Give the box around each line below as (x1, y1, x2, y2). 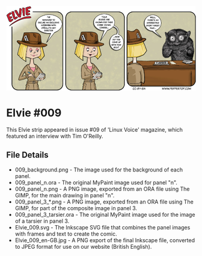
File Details (6, 150, 49, 160)
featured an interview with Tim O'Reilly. (6, 132, 103, 139)
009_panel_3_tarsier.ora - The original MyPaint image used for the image (14, 211, 195, 218)
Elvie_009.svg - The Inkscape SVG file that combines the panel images (14, 223, 191, 231)
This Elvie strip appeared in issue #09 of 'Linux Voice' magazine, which (6, 126, 183, 133)
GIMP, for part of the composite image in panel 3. (14, 204, 137, 211)
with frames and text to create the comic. (14, 230, 117, 237)
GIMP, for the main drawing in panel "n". (14, 191, 115, 199)
